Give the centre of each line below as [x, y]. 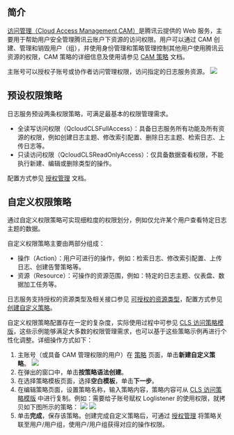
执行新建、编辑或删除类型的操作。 [66, 163]
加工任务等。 [42, 285]
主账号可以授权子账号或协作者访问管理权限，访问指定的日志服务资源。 [108, 71]
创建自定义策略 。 [32, 308]
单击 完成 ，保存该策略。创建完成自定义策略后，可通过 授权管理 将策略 [117, 416]
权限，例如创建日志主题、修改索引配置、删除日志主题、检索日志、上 [127, 137]
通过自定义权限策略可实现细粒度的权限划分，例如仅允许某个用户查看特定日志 [117, 220]
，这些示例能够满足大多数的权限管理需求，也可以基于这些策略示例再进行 [117, 331]
